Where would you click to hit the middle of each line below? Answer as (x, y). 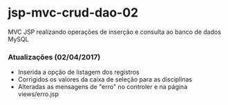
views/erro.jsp (38, 94)
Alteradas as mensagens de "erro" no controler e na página (103, 87)
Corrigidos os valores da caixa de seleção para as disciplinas (105, 79)
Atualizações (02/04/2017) (54, 57)
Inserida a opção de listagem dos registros (79, 72)
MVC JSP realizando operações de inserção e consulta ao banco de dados (115, 32)
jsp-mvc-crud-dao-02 (73, 13)
